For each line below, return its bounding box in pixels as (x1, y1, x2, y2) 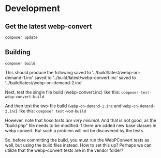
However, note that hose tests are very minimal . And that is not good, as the (5, 117, 156, 123)
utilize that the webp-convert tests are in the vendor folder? (5, 147, 124, 153)
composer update (5, 35, 38, 40)
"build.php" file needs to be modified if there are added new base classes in (5, 122, 157, 128)
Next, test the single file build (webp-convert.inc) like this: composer (5, 89, 139, 95)
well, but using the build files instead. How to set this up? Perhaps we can (5, 142, 152, 148)
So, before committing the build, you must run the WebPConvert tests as (5, 137, 149, 143)
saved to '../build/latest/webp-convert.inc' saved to (34, 75, 136, 80)
